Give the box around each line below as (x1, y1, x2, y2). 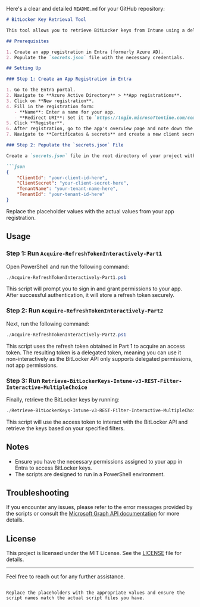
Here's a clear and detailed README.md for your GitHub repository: (6, 5, 165, 12)
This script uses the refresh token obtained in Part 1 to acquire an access (6, 342, 185, 350)
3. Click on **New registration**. (6, 98, 95, 104)
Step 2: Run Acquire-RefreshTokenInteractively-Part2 (6, 306, 164, 315)
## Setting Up (6, 65, 42, 71)
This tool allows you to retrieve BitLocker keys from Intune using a (6, 27, 185, 33)
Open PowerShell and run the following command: (6, 263, 130, 270)
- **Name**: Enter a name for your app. (14, 109, 116, 115)
